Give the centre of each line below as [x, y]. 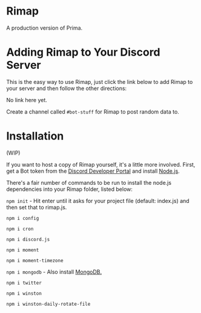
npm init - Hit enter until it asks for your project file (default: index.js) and [98, 201]
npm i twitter [24, 283]
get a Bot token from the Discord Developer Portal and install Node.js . [93, 171]
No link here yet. [27, 100]
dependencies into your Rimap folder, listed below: [70, 189]
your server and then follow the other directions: [67, 88]
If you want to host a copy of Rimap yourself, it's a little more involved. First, [101, 164]
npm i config [23, 218]
